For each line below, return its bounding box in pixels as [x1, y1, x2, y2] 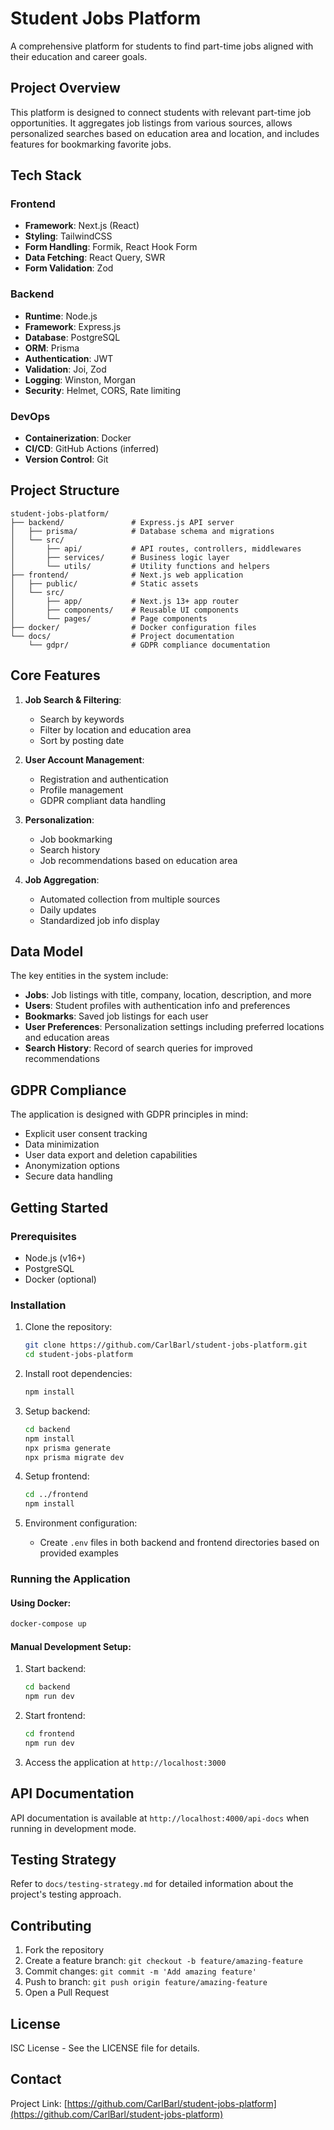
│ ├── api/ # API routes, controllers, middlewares [10, 543, 302, 554]
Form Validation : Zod [24, 262, 114, 274]
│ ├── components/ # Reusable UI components [10, 605, 240, 615]
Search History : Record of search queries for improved [24, 1042, 253, 1054]
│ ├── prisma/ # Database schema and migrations [10, 526, 275, 536]
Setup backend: [24, 1405, 91, 1417]
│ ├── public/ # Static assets [10, 578, 199, 589]
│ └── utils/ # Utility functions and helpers [10, 561, 271, 571]
